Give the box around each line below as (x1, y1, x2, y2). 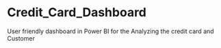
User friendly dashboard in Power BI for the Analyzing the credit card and (7, 27, 214, 35)
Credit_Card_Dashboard (7, 5, 147, 20)
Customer (7, 34, 36, 42)
